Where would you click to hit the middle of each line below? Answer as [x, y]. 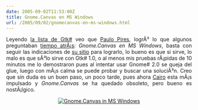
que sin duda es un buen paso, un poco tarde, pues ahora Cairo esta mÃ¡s [99, 77]
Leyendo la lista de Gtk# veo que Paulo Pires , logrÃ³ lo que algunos [99, 40]
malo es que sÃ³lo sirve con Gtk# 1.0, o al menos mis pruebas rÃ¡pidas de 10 [99, 58]
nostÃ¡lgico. [21, 90]
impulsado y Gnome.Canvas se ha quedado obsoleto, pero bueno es [99, 83]
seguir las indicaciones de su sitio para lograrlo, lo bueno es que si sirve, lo [99, 52]
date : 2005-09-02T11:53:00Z [41, 12]
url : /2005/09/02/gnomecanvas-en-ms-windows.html [68, 22]
